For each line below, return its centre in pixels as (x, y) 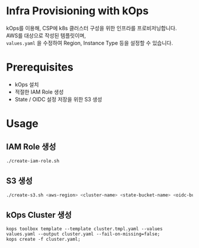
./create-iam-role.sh (33, 161)
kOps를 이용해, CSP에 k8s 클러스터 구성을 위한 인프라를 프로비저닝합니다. (92, 28)
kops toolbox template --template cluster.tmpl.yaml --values (84, 229)
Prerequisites (40, 67)
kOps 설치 (27, 84)
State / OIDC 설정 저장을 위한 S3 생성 (58, 99)
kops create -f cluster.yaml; (44, 239)
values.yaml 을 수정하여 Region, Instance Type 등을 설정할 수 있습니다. (90, 43)
